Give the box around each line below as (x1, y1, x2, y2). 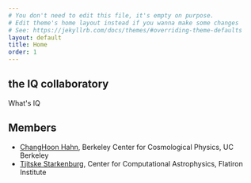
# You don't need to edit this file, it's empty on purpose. (8, 11, 215, 20)
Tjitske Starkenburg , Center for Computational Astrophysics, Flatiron (19, 159, 243, 168)
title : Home (8, 41, 48, 49)
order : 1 (8, 48, 37, 56)
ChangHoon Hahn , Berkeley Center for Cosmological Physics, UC (19, 142, 234, 151)
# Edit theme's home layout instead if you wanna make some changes (8, 19, 239, 27)
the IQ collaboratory (8, 77, 109, 91)
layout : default (8, 33, 62, 42)
